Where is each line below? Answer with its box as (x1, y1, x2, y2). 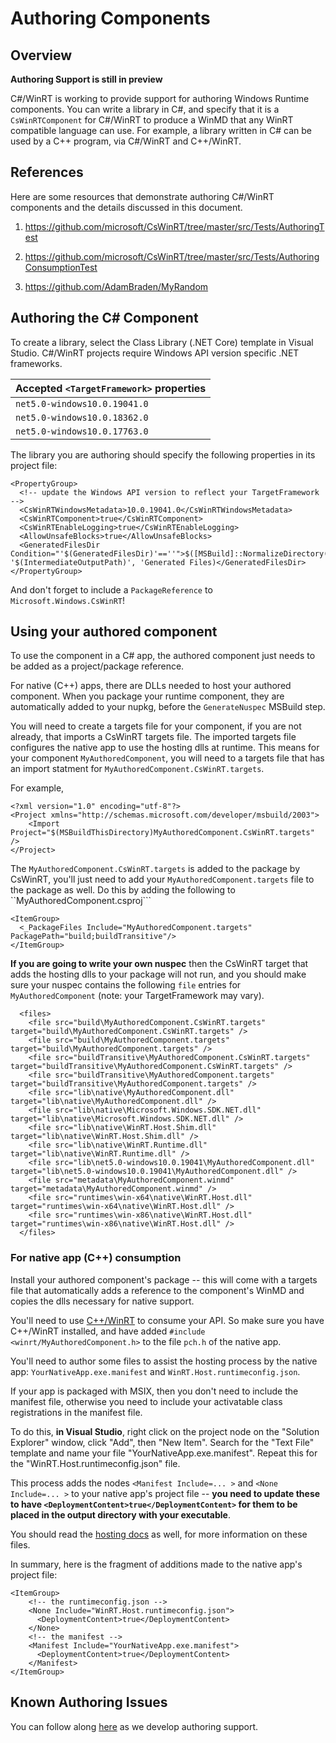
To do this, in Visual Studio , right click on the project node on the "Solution (10, 1425, 320, 1437)
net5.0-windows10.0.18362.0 (15, 412, 149, 423)
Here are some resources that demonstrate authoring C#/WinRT (10, 190, 275, 202)
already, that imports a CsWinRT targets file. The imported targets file (10, 731, 297, 743)
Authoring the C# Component (10, 310, 199, 327)
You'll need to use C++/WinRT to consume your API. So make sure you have (10, 1314, 325, 1326)
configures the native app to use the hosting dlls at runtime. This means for (10, 742, 320, 754)
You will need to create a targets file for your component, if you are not (10, 720, 302, 732)
